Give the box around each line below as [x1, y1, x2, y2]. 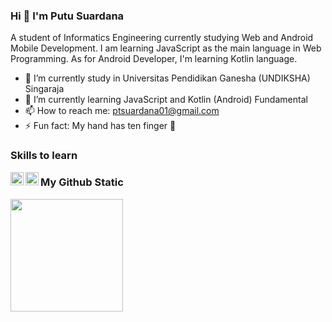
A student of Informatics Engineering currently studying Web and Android [10, 32, 314, 44]
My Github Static [40, 175, 124, 189]
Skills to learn [10, 149, 78, 163]
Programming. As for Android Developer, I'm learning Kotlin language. [10, 53, 298, 65]
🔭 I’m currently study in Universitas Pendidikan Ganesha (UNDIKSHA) [24, 72, 311, 84]
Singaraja [24, 83, 65, 95]
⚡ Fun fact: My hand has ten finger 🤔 [24, 120, 177, 132]
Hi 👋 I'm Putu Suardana [10, 9, 125, 23]
